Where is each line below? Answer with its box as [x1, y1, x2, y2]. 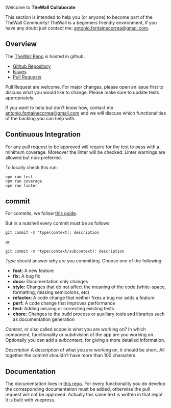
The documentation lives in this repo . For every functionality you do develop [5, 380, 166, 387]
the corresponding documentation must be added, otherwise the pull [5, 386, 151, 392]
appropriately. [5, 94, 35, 101]
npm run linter [5, 183, 38, 188]
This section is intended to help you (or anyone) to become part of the [5, 14, 153, 20]
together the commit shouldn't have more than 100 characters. [5, 352, 137, 359]
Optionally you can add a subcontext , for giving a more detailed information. [5, 337, 166, 343]
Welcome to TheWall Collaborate [5, 5, 76, 10]
